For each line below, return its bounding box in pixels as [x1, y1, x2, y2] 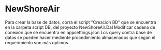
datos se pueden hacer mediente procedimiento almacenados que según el [5, 35, 156, 40]
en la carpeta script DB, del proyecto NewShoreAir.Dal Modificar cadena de [5, 24, 156, 30]
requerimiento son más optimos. [5, 39, 70, 45]
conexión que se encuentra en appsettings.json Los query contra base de [5, 29, 152, 35]
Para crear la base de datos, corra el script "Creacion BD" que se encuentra [5, 19, 156, 25]
